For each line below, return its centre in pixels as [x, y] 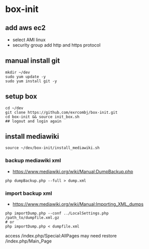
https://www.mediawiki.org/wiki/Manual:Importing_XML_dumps [78, 204]
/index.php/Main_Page [28, 241]
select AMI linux [29, 40]
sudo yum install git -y [31, 81]
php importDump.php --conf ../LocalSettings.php [57, 213]
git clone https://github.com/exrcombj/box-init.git [61, 112]
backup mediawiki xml [33, 160]
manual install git [33, 61]
